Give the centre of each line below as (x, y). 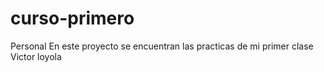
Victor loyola (36, 56)
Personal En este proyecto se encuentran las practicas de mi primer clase (162, 46)
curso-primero (72, 18)
